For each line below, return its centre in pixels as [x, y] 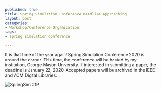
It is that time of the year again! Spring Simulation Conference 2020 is [75, 54]
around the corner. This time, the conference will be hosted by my [71, 60]
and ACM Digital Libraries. [31, 75]
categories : [17, 23]
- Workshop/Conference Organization [42, 28]
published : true [21, 9]
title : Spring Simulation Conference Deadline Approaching [66, 14]
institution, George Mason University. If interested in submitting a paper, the [80, 65]
